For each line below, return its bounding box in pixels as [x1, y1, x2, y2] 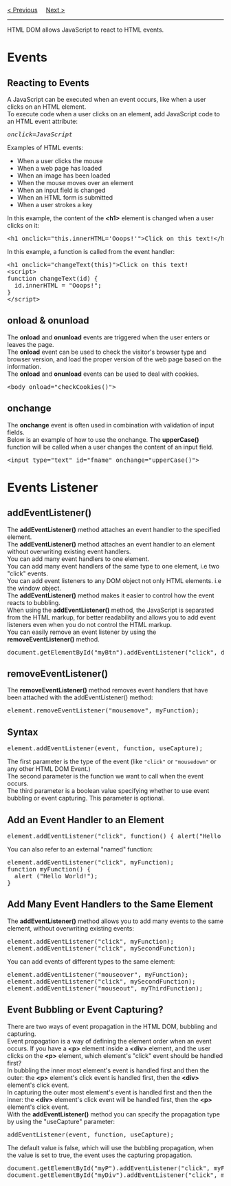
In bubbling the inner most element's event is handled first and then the [7, 1066, 210, 1074]
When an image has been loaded [16, 171, 111, 180]
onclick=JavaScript [7, 131, 73, 138]
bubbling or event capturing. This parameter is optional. [7, 794, 165, 803]
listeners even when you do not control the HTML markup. [7, 620, 173, 628]
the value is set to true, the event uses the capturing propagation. [7, 1151, 192, 1159]
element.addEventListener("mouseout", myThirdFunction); [7, 984, 203, 992]
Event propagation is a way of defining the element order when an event [7, 1037, 212, 1045]
